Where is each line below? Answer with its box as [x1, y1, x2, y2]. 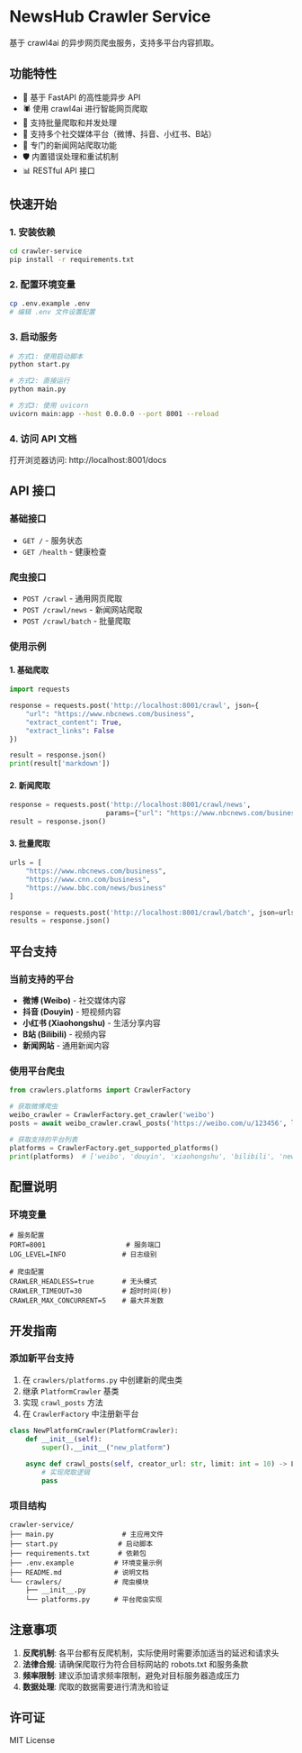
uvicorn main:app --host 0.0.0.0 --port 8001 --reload [9, 409, 219, 418]
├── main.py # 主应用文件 [9, 1530, 164, 1540]
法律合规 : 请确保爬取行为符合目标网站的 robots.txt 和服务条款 [22, 1659, 249, 1670]
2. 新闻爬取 [9, 779, 51, 790]
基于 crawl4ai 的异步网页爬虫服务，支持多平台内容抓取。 [9, 37, 219, 48]
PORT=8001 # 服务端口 [9, 1240, 162, 1249]
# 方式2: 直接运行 [9, 377, 70, 386]
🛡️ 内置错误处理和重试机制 [22, 150, 119, 161]
